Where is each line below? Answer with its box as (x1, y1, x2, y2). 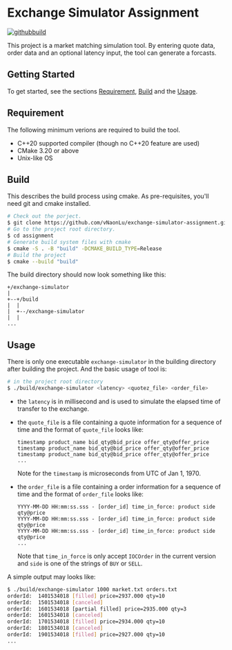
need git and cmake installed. (7, 200, 91, 208)
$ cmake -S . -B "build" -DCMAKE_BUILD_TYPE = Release (7, 245, 162, 252)
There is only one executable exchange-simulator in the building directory (7, 358, 216, 366)
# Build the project (7, 252, 67, 258)
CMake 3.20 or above (17, 146, 79, 155)
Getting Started (7, 69, 75, 80)
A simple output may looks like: (7, 572, 96, 581)
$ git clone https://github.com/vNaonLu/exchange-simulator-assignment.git (7, 220, 230, 227)
